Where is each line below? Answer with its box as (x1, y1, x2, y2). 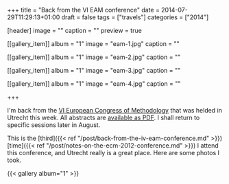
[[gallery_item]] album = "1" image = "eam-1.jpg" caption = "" (7, 40, 180, 47)
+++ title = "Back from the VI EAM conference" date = (7, 6, 160, 14)
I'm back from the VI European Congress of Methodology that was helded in (7, 106, 223, 114)
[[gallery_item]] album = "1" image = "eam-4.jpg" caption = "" (7, 80, 181, 88)
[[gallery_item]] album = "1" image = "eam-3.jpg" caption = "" (7, 67, 181, 74)
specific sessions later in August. (7, 121, 101, 129)
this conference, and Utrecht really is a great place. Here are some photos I (7, 149, 220, 157)
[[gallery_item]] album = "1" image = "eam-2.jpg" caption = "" (7, 53, 181, 61)
